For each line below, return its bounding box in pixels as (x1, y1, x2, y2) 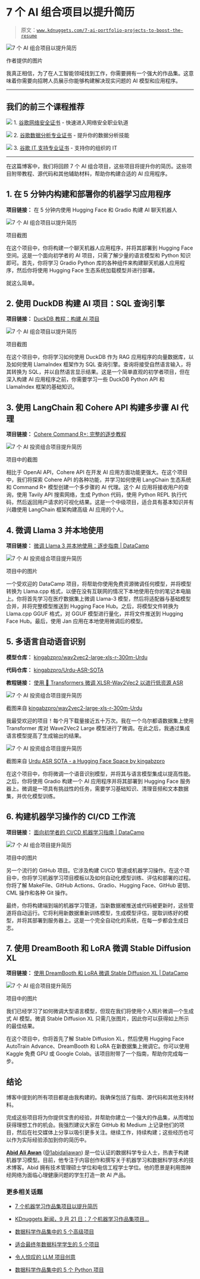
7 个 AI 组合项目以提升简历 (6, 5, 135, 19)
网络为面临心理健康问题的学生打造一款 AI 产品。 (11, 1172, 129, 1179)
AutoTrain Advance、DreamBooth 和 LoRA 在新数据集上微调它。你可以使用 (6, 1043, 190, 1050)
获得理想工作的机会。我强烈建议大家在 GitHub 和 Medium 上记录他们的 (6, 1121, 180, 1129)
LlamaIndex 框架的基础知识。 (6, 383, 78, 391)
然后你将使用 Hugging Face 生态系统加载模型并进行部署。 (16, 266, 158, 273)
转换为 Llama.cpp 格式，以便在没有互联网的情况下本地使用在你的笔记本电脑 (6, 588, 192, 595)
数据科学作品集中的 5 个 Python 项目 (14, 1266, 104, 1273)
